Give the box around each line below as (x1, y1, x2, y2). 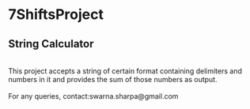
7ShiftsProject (8, 6, 104, 24)
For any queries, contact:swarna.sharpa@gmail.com (8, 92, 179, 100)
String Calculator (8, 37, 94, 51)
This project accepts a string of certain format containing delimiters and (8, 66, 243, 76)
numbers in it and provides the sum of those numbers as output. (8, 75, 218, 84)
